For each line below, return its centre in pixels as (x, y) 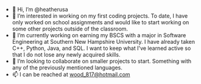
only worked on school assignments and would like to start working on (100, 22)
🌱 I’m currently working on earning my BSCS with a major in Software (99, 35)
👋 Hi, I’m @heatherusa (40, 9)
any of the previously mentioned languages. (67, 68)
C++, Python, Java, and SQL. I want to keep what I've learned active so (101, 48)
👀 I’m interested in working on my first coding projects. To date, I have (100, 16)
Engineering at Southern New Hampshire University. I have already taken (104, 42)
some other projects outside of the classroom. (70, 29)
